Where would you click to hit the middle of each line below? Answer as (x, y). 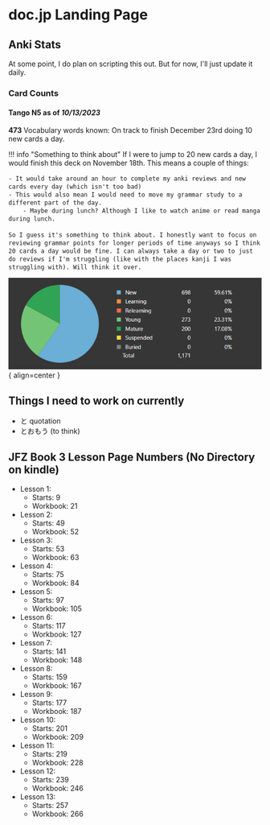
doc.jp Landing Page (78, 15)
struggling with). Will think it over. (75, 267)
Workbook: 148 (57, 660)
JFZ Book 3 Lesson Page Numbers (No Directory (132, 457)
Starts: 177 (49, 703)
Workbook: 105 (57, 608)
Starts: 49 (49, 523)
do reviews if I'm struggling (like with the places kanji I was (120, 259)
